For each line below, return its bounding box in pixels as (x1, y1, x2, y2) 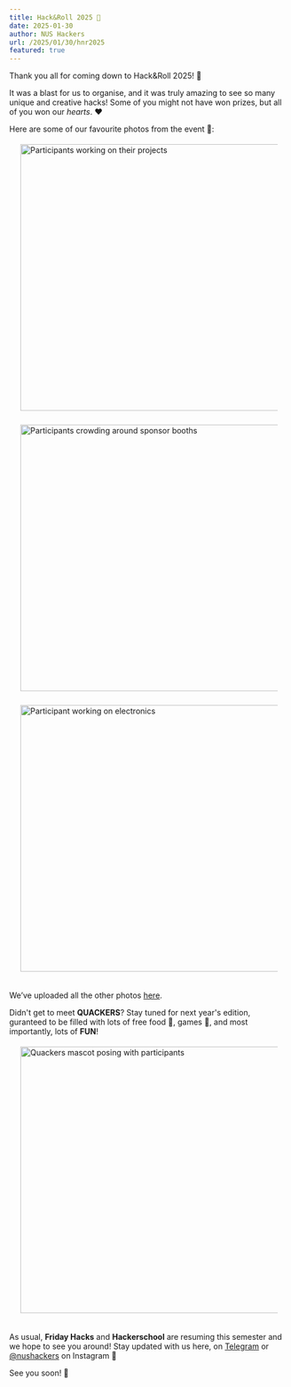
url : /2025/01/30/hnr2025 (9, 37, 105, 47)
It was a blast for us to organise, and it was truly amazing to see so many (9, 88, 276, 99)
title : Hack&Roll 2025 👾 (9, 12, 101, 22)
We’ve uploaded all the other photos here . (9, 990, 162, 1000)
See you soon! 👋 (9, 1367, 69, 1378)
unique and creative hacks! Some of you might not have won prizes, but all (9, 97, 282, 108)
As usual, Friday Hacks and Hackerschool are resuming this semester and (9, 1332, 282, 1343)
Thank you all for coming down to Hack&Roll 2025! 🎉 (9, 70, 202, 81)
